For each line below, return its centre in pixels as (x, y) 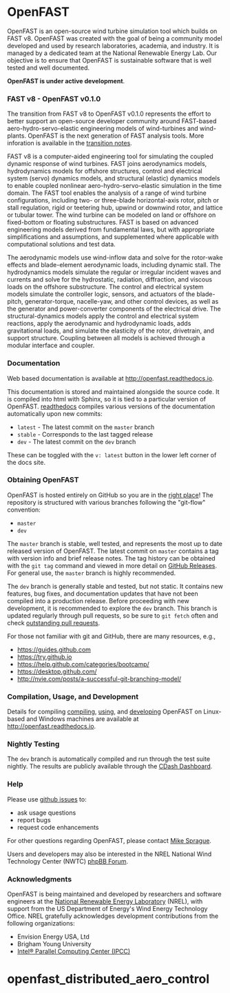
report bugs (34, 819)
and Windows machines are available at (83, 719)
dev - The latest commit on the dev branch (76, 441)
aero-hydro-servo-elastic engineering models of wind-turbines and (103, 129)
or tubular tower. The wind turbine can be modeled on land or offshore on (112, 215)
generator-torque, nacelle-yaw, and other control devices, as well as (122, 302)
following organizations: (41, 923)
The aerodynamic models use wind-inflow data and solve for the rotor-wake (115, 258)
